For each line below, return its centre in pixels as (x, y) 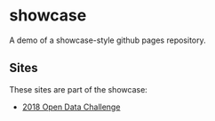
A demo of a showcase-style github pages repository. (107, 40)
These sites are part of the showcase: (79, 89)
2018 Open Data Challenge (71, 107)
